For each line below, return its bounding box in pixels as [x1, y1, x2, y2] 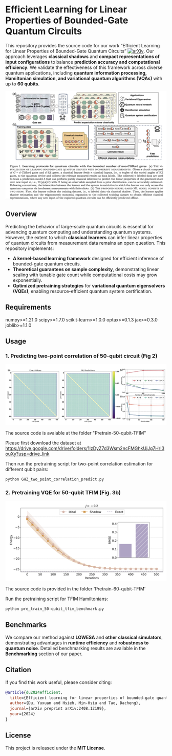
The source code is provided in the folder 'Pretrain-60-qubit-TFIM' [5, 586, 146, 592]
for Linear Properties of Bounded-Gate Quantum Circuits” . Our [5, 48, 155, 54]
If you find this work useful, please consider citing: [5, 679, 112, 685]
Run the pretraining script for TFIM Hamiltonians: [5, 596, 109, 602]
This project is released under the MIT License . [5, 745, 105, 751]
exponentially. [12, 277, 42, 283]
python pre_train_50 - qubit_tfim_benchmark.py [5, 606, 104, 611]
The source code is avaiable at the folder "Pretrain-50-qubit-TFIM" [5, 430, 146, 436]
